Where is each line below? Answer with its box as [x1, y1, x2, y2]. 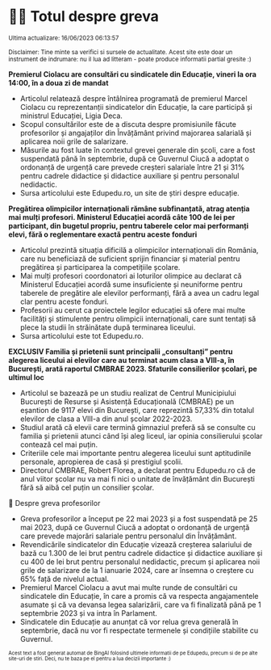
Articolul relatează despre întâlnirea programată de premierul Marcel [19, 93, 248, 103]
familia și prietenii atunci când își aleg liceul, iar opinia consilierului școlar [19, 431, 263, 440]
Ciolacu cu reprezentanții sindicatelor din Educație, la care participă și [19, 102, 252, 112]
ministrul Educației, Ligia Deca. [19, 111, 123, 120]
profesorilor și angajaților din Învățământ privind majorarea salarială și [19, 128, 252, 137]
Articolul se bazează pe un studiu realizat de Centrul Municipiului [19, 388, 236, 398]
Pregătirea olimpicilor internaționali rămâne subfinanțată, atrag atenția [8, 204, 250, 213]
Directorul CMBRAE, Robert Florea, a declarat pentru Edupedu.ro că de [19, 465, 256, 475]
